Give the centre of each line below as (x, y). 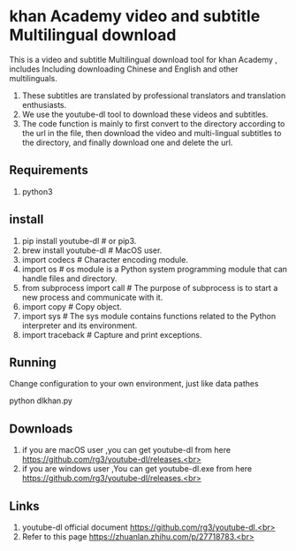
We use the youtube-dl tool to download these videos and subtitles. (145, 114)
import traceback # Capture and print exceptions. (112, 334)
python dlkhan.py (41, 401)
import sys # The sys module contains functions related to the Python (149, 316)
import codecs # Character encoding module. (105, 259)
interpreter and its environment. (80, 325)
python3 (37, 191)
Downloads (41, 429)
